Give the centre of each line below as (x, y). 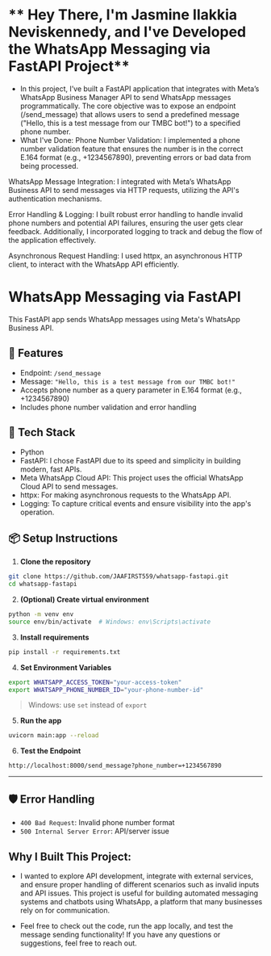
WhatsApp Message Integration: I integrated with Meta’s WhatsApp (120, 181)
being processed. (49, 166)
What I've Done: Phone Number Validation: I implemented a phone (130, 140)
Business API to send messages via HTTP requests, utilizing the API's (124, 190)
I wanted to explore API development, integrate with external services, (137, 876)
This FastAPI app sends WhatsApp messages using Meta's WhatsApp (124, 319)
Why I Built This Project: (70, 856)
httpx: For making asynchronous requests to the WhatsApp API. (125, 495)
